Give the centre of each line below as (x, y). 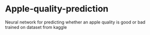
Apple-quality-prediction (57, 9)
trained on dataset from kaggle (36, 27)
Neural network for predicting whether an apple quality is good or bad (75, 22)
